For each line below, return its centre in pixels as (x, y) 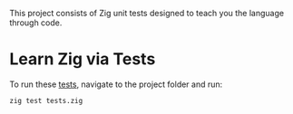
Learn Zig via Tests (83, 59)
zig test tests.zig (46, 100)
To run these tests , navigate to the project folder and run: (116, 84)
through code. (36, 23)
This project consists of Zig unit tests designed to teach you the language (146, 13)
